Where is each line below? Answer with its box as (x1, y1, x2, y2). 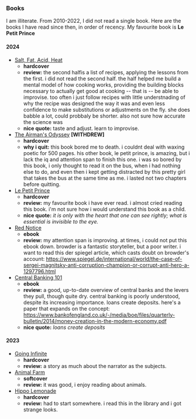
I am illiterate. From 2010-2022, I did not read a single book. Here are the (6, 18, 181, 25)
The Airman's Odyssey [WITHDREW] (14, 130, 105, 138)
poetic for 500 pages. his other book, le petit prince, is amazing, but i (23, 149, 190, 156)
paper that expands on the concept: (23, 305, 110, 312)
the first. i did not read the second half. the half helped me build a (23, 75, 181, 82)
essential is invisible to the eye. (23, 218, 99, 225)
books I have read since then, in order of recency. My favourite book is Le (6, 23, 184, 30)
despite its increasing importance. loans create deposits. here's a (23, 298, 181, 305)
